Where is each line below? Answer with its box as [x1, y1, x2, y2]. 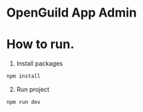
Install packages [16, 59, 63, 68]
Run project [16, 85, 49, 93]
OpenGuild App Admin [6, 5, 137, 21]
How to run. [6, 37, 75, 53]
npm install [6, 73, 41, 80]
